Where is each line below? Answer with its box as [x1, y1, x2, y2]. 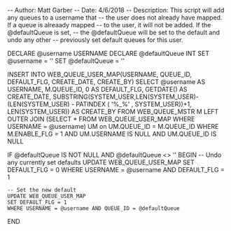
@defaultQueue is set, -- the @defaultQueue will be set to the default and [7, 28, 220, 36]
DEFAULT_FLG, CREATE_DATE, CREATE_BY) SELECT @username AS [7, 78, 206, 86]
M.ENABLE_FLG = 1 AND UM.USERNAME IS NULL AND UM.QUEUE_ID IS [7, 129, 217, 138]
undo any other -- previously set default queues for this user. [7, 36, 183, 44]
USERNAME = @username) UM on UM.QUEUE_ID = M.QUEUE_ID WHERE [7, 122, 219, 130]
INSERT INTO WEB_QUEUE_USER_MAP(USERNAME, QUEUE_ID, [7, 70, 192, 78]
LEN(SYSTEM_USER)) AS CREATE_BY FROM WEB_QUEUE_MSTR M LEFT [7, 108, 219, 115]
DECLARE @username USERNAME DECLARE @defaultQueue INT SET [7, 49, 210, 57]
